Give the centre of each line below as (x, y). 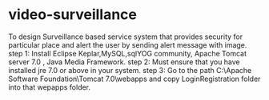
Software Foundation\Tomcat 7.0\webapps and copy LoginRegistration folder (134, 79)
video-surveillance (73, 15)
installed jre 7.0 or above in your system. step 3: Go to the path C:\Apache (130, 70)
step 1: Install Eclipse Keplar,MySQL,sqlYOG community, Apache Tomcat (127, 53)
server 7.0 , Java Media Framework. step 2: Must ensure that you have (124, 62)
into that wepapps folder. (49, 87)
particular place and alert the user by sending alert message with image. (128, 44)
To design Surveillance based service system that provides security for (125, 37)
